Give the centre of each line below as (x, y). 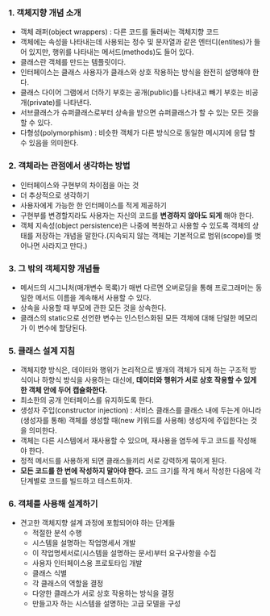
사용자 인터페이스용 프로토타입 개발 (87, 564)
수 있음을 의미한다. (49, 143)
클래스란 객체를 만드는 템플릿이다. (73, 62)
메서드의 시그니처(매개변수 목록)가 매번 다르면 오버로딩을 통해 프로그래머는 (137, 287)
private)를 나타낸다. (60, 103)
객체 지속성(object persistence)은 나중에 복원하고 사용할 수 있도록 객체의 (135, 225)
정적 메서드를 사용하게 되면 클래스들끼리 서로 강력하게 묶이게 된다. (123, 461)
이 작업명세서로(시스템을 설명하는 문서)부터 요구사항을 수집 (124, 553)
